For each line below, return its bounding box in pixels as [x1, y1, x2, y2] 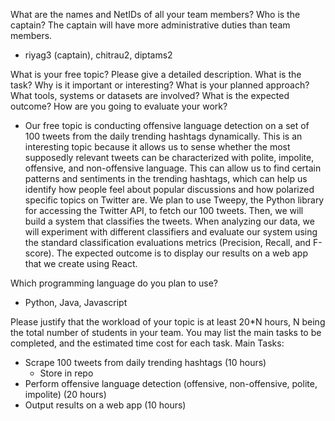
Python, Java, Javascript [24, 297, 128, 308]
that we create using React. [24, 258, 138, 269]
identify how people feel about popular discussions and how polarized [24, 184, 315, 195]
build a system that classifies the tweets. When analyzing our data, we [24, 215, 315, 227]
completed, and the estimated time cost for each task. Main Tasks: [10, 337, 285, 349]
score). [24, 247, 55, 259]
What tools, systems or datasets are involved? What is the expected [10, 90, 290, 101]
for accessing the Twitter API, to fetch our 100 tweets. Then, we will [24, 205, 304, 216]
